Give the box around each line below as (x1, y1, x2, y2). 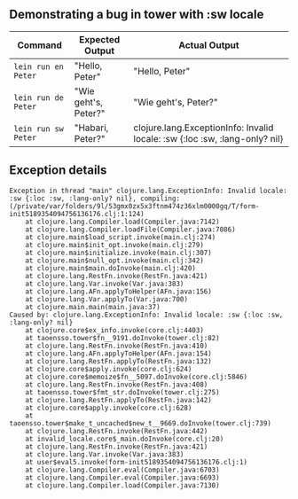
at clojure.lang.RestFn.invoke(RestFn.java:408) (25, 380, 208, 389)
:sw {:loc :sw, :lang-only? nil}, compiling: (9, 194, 180, 203)
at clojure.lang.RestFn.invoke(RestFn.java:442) (25, 426, 208, 435)
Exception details (9, 163, 107, 178)
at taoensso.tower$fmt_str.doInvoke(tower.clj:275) (25, 387, 220, 397)
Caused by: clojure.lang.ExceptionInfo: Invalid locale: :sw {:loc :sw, (9, 310, 284, 319)
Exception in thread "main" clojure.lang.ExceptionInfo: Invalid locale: (9, 186, 288, 195)
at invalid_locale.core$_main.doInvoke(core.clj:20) (25, 434, 224, 443)
